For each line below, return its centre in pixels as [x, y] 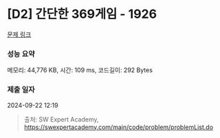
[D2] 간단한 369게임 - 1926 [82, 14]
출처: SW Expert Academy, [61, 119]
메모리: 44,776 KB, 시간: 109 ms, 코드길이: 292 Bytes [80, 70]
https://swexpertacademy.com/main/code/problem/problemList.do [119, 127]
